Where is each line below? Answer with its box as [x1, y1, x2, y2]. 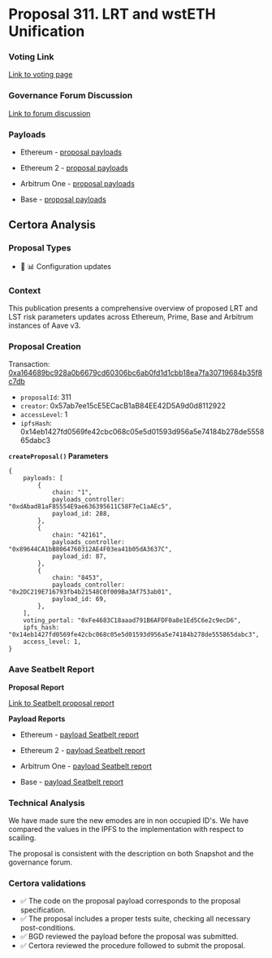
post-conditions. [19, 923, 76, 933]
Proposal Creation [8, 341, 81, 352]
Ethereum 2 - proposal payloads [19, 163, 128, 173]
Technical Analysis [8, 797, 85, 808]
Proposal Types [8, 242, 71, 254]
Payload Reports [8, 713, 66, 724]
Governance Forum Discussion [8, 90, 133, 102]
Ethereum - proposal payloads [19, 147, 122, 157]
